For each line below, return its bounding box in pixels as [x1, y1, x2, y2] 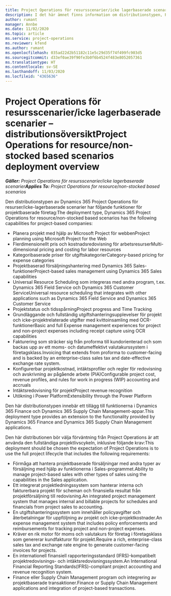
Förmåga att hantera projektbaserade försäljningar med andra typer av [12, 460, 161, 466]
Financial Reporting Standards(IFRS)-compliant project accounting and [12, 563, 161, 569]
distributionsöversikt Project [5, 129, 127, 140]
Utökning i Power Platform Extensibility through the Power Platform [12, 392, 152, 399]
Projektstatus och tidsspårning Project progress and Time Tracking [12, 306, 152, 312]
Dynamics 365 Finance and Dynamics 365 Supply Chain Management [5, 419, 152, 425]
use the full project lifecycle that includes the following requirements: [5, 450, 150, 457]
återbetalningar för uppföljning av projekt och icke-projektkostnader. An [12, 514, 162, 520]
